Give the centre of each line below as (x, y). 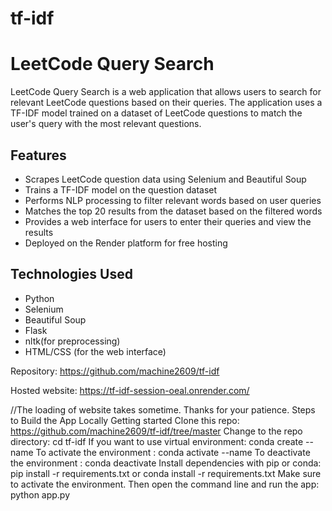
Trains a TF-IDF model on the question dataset (121, 189)
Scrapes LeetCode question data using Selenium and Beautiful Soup (165, 179)
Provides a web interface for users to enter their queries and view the (168, 221)
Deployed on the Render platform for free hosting (126, 243)
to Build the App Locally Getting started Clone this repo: (125, 420)
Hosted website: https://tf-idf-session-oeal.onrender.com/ (130, 390)
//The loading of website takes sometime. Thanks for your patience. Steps (163, 409)
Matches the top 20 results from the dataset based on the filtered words (173, 211)
